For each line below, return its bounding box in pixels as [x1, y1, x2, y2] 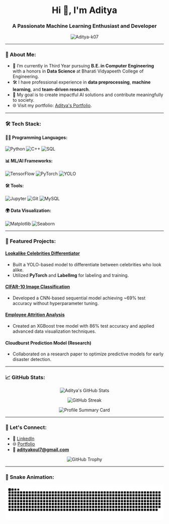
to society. [12, 97, 35, 103]
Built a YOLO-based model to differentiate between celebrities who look [12, 261, 162, 267]
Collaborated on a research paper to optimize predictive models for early [12, 351, 164, 357]
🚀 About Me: [5, 51, 36, 58]
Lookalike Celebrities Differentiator [5, 250, 80, 256]
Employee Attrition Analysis [5, 312, 65, 318]
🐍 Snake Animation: [5, 473, 54, 480]
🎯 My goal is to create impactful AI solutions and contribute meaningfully [12, 92, 163, 98]
